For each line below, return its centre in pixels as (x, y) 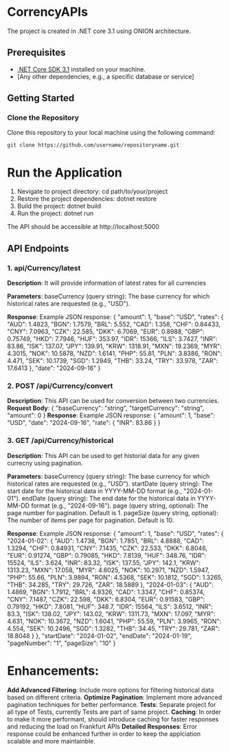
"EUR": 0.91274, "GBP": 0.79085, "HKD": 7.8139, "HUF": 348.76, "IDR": (107, 555)
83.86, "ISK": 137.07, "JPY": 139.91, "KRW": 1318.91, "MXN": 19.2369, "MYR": (114, 346)
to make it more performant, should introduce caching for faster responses (113, 719)
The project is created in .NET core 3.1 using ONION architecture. (99, 31)
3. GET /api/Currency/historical (60, 441)
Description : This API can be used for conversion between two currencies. (113, 401)
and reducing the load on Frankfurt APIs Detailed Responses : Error (102, 726)
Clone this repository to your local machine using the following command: (111, 133)
